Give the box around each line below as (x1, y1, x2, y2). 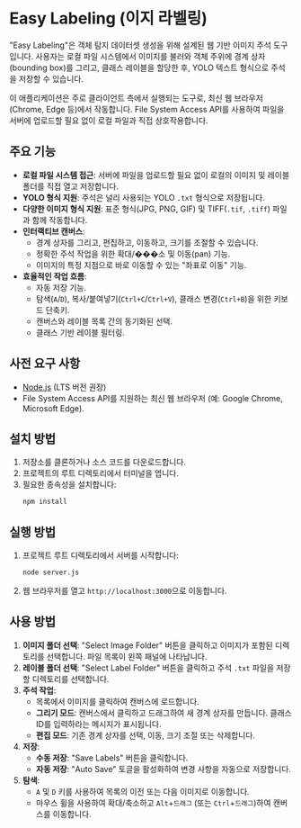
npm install (22, 497, 67, 507)
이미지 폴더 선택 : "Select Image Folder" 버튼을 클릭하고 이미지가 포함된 (22, 640, 273, 651)
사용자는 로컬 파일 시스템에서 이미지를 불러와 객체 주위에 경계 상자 (35, 50, 266, 61)
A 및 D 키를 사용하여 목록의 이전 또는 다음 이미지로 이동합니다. (35, 786, 250, 796)
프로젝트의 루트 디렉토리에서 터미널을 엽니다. (22, 468, 180, 479)
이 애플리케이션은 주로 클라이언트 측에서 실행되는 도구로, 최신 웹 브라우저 (9, 92, 263, 103)
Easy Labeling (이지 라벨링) (9, 8, 208, 29)
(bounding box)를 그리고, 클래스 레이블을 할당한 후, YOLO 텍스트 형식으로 (9, 62, 270, 73)
